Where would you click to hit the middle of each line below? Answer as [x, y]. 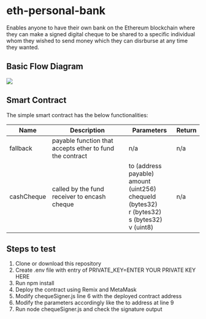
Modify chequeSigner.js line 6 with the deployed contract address [98, 296]
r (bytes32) [145, 212]
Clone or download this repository [58, 264]
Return [186, 130]
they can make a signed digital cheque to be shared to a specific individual [101, 34]
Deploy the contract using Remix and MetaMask [76, 290]
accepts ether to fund [83, 148]
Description [87, 130]
